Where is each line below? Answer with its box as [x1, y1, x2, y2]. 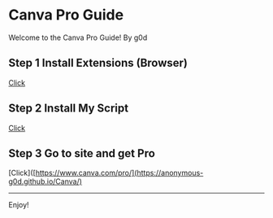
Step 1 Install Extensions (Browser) [8, 56, 188, 70]
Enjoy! [8, 200, 30, 210]
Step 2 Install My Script [8, 102, 128, 116]
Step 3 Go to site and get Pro [8, 146, 156, 160]
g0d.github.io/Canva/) [8, 177, 83, 186]
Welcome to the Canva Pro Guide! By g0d [8, 33, 148, 42]
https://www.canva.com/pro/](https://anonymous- [35, 168, 204, 178]
